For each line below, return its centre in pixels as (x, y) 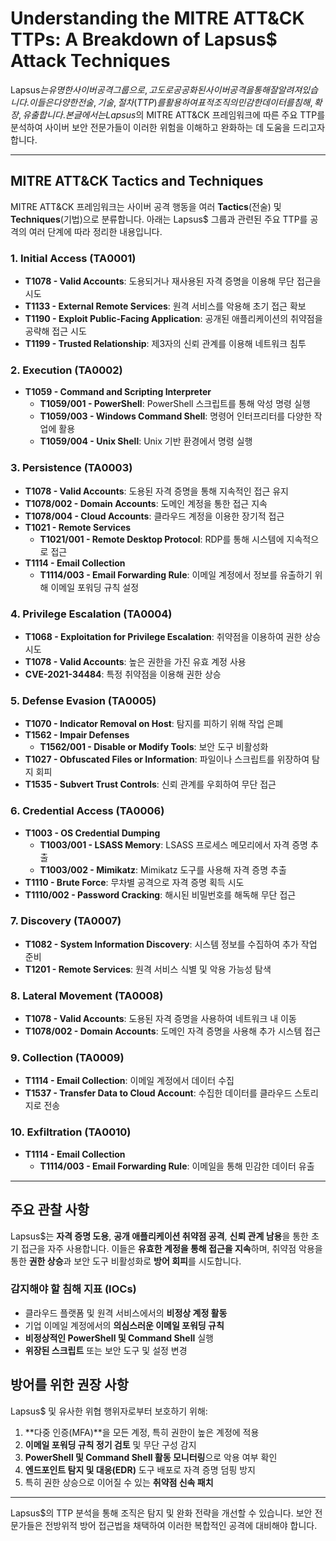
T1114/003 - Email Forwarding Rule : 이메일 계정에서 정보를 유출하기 (176, 574)
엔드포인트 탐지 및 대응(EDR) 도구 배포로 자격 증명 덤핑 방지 (140, 1469)
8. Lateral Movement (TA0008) (87, 995)
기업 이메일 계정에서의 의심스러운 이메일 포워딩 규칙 (124, 1325)
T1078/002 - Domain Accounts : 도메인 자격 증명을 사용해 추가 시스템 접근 (173, 1031)
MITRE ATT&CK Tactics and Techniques (137, 181)
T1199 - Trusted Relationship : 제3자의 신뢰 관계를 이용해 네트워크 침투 (165, 344)
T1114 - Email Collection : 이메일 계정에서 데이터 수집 (129, 1081)
